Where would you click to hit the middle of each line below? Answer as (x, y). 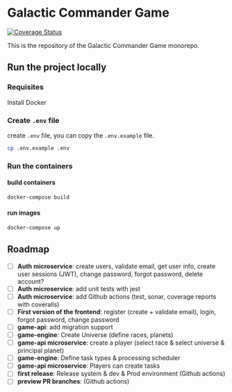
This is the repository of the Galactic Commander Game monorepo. (103, 45)
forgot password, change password (68, 319)
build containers (31, 183)
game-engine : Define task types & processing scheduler (99, 358)
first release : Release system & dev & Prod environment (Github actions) (121, 374)
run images (24, 213)
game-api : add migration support (65, 327)
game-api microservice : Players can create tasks (89, 366)
